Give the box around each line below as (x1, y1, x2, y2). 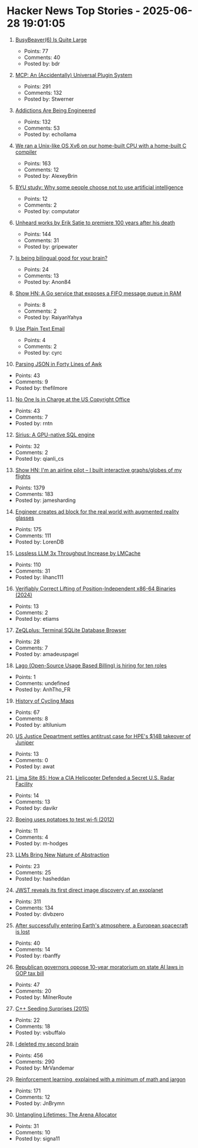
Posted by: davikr (15, 804, 58, 811)
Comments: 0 (15, 756, 49, 763)
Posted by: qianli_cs (15, 455, 64, 462)
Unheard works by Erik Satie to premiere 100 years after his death (15, 219, 176, 226)
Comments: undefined (15, 679, 70, 687)
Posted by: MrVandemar (15, 1064, 74, 1071)
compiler (15, 148, 37, 156)
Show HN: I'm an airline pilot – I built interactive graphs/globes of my (15, 467, 182, 474)
